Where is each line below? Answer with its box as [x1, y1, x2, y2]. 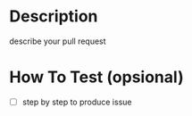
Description [9, 6, 98, 27]
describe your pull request [9, 36, 106, 46]
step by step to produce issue [21, 96, 132, 107]
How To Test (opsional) [9, 67, 185, 87]
